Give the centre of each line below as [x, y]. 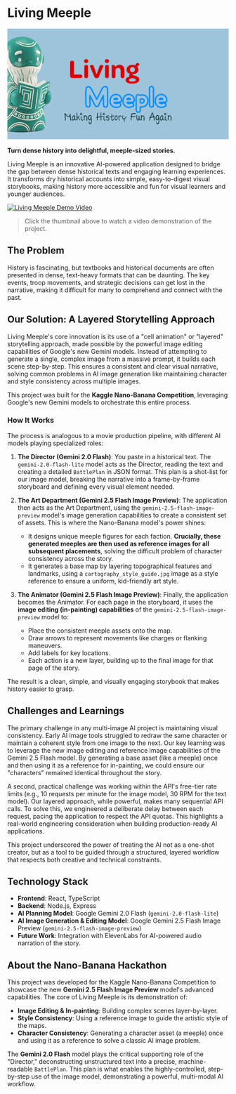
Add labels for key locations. [69, 653]
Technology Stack [48, 882]
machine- [192, 1062]
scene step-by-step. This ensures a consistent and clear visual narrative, [113, 366]
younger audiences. [36, 194]
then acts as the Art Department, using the [79, 508]
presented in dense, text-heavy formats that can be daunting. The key [109, 275]
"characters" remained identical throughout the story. [85, 772]
